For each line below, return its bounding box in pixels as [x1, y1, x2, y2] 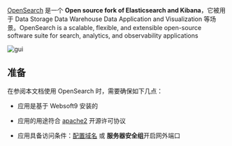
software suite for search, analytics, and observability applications [7, 31, 198, 40]
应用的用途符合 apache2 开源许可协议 [17, 116, 126, 124]
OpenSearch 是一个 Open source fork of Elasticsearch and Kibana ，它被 [7, 6, 220, 14]
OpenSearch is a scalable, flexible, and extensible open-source [19, 24, 202, 31]
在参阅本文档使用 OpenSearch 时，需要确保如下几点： [7, 87, 164, 95]
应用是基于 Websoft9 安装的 [17, 101, 99, 110]
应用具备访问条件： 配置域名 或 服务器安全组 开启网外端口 [17, 131, 180, 140]
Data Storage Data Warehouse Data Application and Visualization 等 [15, 15, 210, 23]
